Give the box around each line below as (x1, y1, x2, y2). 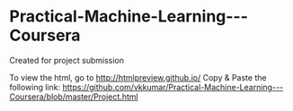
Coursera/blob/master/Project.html (9, 91, 138, 102)
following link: (9, 81, 61, 92)
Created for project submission (9, 55, 124, 65)
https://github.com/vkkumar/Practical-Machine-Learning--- (62, 81, 284, 92)
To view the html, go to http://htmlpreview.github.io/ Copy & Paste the (9, 72, 267, 82)
